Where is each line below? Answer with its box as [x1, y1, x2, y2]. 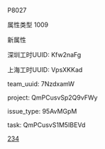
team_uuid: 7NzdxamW [7, 80, 75, 88]
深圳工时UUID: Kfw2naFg [7, 51, 82, 59]
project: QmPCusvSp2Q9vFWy [7, 93, 98, 102]
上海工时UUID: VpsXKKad [7, 66, 83, 73]
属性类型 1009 [7, 20, 48, 29]
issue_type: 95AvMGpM [7, 107, 77, 115]
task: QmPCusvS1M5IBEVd [7, 121, 86, 129]
